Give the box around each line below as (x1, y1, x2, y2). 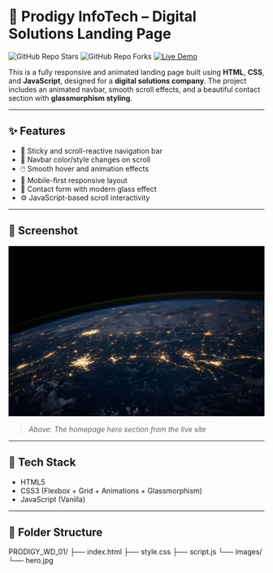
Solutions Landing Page (8, 24, 172, 43)
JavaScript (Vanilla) (19, 494, 86, 504)
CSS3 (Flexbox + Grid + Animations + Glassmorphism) (19, 485, 203, 495)
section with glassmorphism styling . (8, 93, 132, 102)
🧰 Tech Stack (8, 455, 76, 470)
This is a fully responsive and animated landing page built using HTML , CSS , (8, 67, 265, 76)
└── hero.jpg (8, 556, 54, 566)
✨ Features (8, 124, 66, 138)
